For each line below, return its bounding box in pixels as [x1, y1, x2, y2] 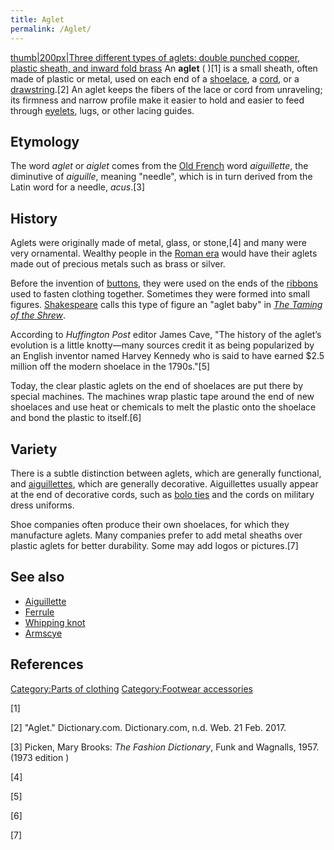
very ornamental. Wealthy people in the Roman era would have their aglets [10, 247, 318, 260]
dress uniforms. [10, 499, 75, 511]
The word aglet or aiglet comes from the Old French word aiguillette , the [10, 160, 309, 172]
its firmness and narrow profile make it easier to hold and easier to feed [10, 94, 305, 106]
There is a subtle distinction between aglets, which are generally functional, [10, 467, 322, 479]
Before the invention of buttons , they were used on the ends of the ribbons [10, 277, 318, 290]
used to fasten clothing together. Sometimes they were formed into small [10, 288, 310, 300]
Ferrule [24, 606, 55, 618]
